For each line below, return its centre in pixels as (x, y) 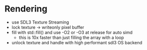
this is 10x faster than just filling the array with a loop (71, 37)
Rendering (26, 9)
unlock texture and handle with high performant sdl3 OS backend (77, 42)
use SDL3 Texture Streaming (40, 22)
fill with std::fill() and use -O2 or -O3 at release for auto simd (72, 32)
